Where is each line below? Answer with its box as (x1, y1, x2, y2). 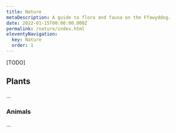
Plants (6, 76, 31, 87)
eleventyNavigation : (6, 31, 58, 37)
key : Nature (11, 37, 42, 43)
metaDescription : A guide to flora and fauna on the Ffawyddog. (6, 14, 171, 20)
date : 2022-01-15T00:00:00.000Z (6, 20, 87, 26)
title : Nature (6, 8, 42, 15)
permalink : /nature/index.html (6, 25, 85, 32)
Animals (6, 107, 31, 116)
